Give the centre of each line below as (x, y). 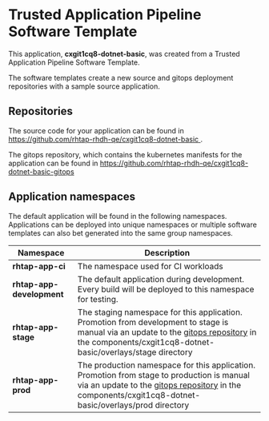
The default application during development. (161, 279)
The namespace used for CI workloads (150, 266)
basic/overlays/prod (115, 405)
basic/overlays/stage (117, 351)
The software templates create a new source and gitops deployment (121, 77)
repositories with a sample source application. (84, 86)
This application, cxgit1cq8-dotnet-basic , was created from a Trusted (124, 54)
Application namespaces (72, 197)
